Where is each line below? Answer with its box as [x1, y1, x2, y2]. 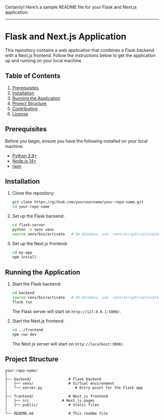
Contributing [12, 105, 38, 112]
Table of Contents [5, 72, 61, 80]
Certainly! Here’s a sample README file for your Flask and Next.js [5, 4, 137, 10]
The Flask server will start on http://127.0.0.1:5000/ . [12, 308, 121, 314]
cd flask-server [12, 223, 45, 228]
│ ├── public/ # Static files [5, 402, 99, 407]
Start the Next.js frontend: [12, 318, 65, 324]
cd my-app [12, 250, 33, 255]
